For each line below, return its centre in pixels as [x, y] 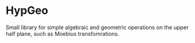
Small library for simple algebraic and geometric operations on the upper [97, 27]
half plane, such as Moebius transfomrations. [63, 33]
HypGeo [27, 11]
